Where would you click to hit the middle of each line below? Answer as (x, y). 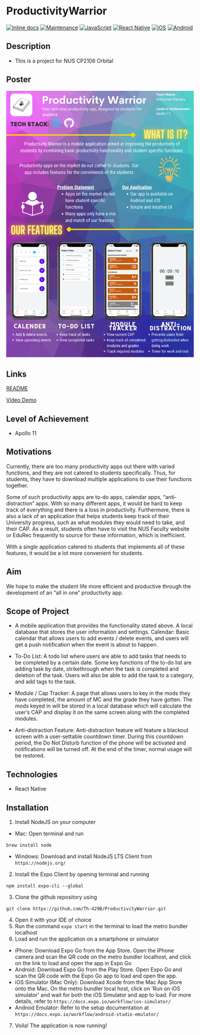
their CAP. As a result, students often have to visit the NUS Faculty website (98, 529)
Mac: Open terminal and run (49, 834)
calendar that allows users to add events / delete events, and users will (102, 638)
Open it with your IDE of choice (53, 920)
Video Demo (21, 400)
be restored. (30, 756)
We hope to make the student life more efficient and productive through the (99, 586)
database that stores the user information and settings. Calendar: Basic (102, 632)
